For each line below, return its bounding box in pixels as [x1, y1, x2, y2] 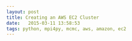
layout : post [6, 8, 40, 15]
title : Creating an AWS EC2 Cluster [6, 14, 99, 20]
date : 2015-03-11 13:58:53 [6, 20, 80, 26]
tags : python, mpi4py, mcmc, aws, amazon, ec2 [6, 25, 127, 32]
